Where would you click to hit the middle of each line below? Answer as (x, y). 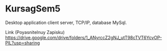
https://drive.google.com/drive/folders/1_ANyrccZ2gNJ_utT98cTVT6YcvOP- (83, 37)
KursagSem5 (33, 9)
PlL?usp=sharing (23, 42)
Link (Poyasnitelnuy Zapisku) (35, 32)
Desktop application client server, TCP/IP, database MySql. (66, 22)
